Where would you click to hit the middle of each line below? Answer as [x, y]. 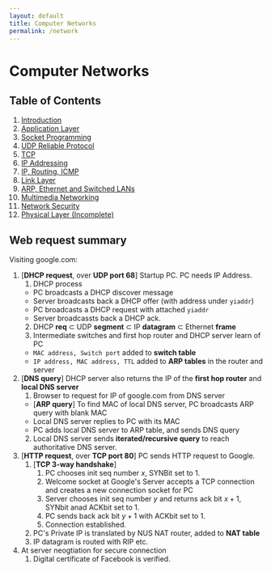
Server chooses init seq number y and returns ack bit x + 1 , [143, 499]
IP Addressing [44, 163]
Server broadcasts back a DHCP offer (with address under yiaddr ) [143, 301]
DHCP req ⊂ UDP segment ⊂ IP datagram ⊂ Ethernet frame [135, 327]
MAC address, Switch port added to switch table [114, 353]
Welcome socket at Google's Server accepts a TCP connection [150, 481]
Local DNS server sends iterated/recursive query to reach [131, 439]
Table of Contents [55, 101]
